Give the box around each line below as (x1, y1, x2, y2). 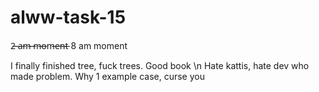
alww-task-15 (10, 6, 127, 29)
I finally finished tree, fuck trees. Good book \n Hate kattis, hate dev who (10, 59, 310, 71)
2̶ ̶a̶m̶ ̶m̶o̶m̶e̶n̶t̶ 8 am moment (10, 39, 128, 51)
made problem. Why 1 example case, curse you (10, 70, 205, 82)
